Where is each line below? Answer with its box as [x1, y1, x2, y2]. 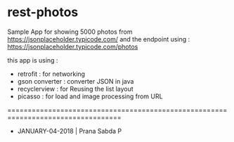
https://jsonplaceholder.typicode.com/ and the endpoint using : [7, 34, 190, 43]
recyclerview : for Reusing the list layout [17, 84, 134, 93]
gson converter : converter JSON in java [17, 77, 134, 85]
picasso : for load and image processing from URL [17, 92, 163, 101]
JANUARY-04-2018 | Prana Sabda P [17, 127, 122, 135]
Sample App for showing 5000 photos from [7, 27, 133, 36]
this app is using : [7, 56, 58, 64]
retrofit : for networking [17, 70, 86, 78]
